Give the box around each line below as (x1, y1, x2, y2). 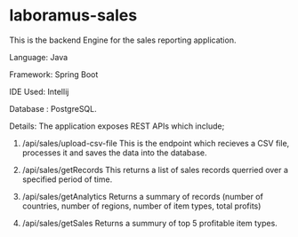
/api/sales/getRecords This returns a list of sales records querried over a (21, 164, 289, 175)
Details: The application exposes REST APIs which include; (9, 121, 225, 131)
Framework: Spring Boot (9, 68, 99, 80)
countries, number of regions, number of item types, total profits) (21, 201, 262, 211)
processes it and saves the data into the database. (21, 147, 207, 158)
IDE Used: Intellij (9, 86, 69, 97)
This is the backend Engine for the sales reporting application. (9, 35, 237, 45)
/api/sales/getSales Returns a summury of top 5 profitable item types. (21, 217, 278, 228)
